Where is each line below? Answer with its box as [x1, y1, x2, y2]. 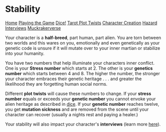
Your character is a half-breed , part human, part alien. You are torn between [5, 35, 162, 41]
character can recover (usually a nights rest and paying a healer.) [5, 111, 138, 117]
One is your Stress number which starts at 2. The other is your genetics [5, 65, 153, 71]
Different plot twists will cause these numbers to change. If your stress [5, 90, 152, 96]
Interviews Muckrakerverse [5, 25, 61, 31]
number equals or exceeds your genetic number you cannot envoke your [5, 95, 156, 102]
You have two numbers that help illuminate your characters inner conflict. [5, 60, 155, 66]
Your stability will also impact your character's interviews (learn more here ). [5, 121, 161, 127]
